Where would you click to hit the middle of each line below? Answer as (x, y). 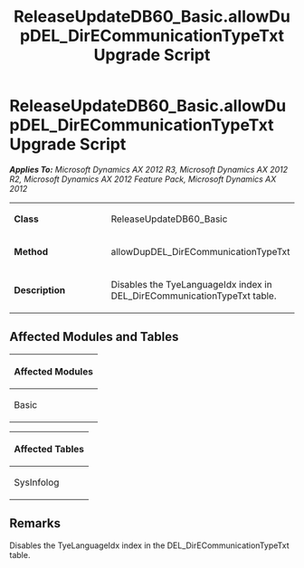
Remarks (35, 523)
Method (31, 251)
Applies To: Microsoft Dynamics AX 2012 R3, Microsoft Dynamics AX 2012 (149, 169)
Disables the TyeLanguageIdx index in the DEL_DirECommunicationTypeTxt (149, 545)
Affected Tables (49, 449)
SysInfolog (37, 482)
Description (40, 289)
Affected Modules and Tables (94, 337)
